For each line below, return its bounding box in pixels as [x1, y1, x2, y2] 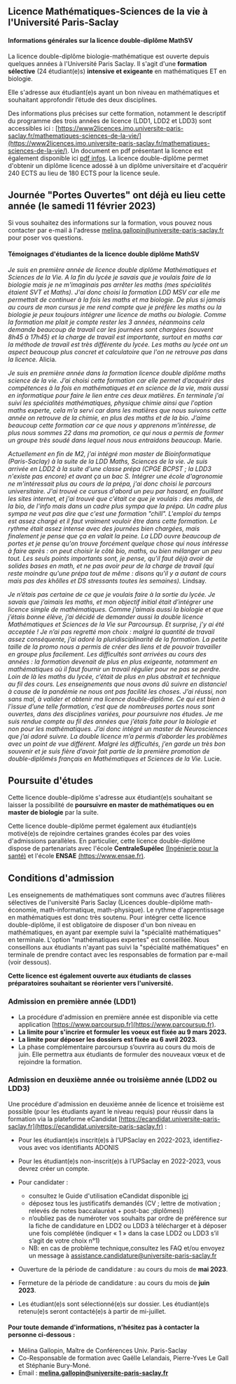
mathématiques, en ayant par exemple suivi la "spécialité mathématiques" [8, 928, 221, 937]
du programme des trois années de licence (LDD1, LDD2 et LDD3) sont [8, 116, 212, 125]
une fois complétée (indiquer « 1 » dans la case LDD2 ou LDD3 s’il [28, 1229, 219, 1237]
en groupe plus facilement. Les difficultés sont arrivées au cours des [8, 649, 207, 658]
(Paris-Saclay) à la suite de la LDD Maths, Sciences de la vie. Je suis [8, 457, 208, 465]
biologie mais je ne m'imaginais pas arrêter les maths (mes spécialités [8, 280, 212, 289]
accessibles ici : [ [8, 124, 58, 132]
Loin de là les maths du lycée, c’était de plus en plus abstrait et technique [8, 672, 221, 680]
